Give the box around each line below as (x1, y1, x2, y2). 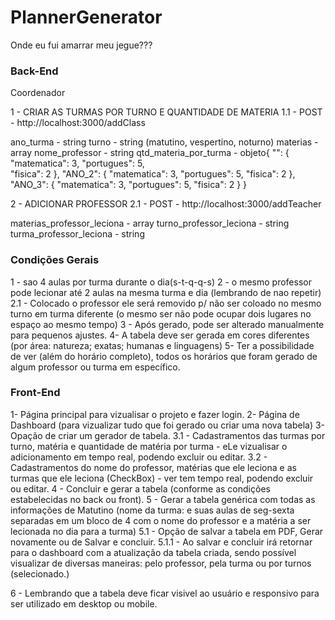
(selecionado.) (10, 567, 70, 580)
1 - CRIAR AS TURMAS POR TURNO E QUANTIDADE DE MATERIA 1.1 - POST (10, 106, 323, 118)
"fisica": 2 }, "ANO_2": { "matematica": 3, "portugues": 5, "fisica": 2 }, (10, 168, 296, 180)
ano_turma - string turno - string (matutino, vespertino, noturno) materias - (10, 136, 319, 148)
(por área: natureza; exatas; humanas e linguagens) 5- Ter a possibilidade (10, 339, 315, 351)
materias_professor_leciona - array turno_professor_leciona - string (10, 217, 290, 230)
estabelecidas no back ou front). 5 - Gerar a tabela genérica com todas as (10, 493, 316, 505)
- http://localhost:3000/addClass (10, 117, 146, 129)
